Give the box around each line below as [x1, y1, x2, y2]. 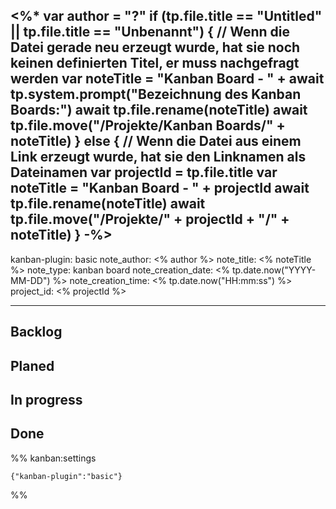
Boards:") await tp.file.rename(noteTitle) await [10, 102, 308, 119]
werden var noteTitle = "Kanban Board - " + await [10, 70, 325, 88]
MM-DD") [10, 274, 51, 286]
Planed [10, 357, 55, 374]
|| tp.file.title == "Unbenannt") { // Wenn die [10, 24, 290, 41]
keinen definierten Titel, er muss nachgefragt [10, 55, 300, 72]
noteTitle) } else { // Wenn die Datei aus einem [10, 133, 302, 150]
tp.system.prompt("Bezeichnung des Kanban [10, 86, 302, 103]
